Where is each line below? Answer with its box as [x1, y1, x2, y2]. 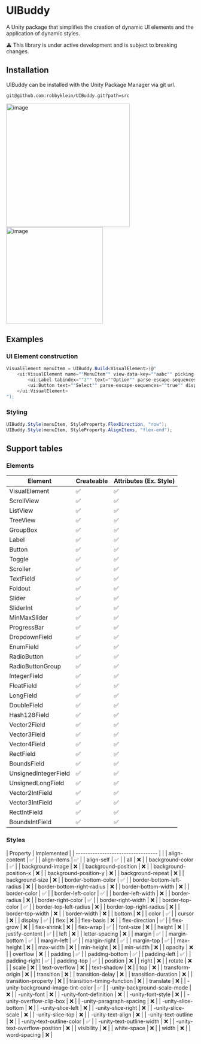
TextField [9, 574, 35, 583]
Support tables [6, 444, 63, 454]
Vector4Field [9, 740, 46, 749]
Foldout [9, 585, 31, 593]
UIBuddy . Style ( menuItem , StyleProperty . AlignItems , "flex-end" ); [6, 426, 172, 433]
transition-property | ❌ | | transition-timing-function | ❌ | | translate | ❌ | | [6, 977, 187, 984]
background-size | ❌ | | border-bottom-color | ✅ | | [6, 876, 132, 883]
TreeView [9, 516, 36, 525]
